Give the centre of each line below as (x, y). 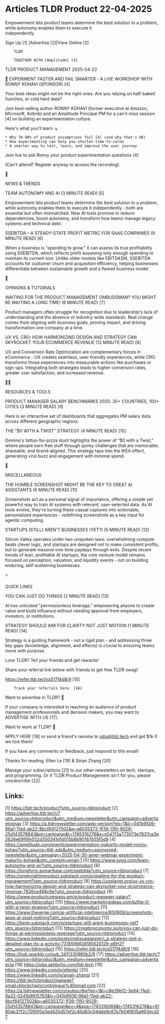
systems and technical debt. (34, 223)
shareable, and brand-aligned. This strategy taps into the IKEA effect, (75, 451)
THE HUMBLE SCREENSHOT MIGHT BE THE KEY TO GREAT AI (69, 484)
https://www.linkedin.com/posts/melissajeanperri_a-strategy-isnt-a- (74, 938)
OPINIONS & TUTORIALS (30, 287)
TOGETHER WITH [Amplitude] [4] (46, 60)
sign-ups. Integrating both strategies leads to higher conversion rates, (76, 368)
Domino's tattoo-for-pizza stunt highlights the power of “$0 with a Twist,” (79, 440)
